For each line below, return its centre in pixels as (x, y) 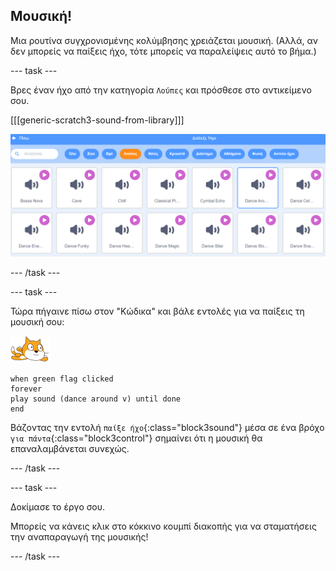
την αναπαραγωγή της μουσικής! (79, 536)
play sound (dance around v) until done (96, 399)
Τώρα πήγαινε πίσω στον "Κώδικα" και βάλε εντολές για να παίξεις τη (157, 311)
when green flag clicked (62, 379)
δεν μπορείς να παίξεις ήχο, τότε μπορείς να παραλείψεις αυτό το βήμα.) (163, 51)
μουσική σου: (37, 321)
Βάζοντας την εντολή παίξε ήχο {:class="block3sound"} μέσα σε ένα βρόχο (167, 427)
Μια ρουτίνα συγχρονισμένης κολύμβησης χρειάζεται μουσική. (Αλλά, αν (164, 40)
